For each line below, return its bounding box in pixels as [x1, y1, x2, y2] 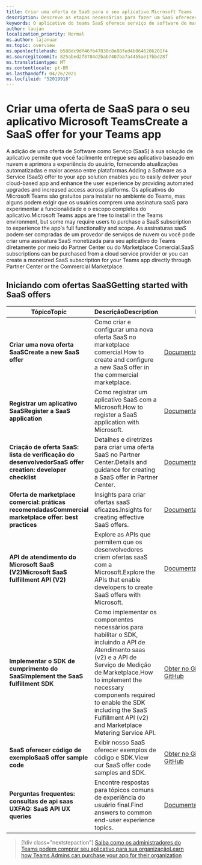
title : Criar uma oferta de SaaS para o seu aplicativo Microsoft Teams [6, 8, 192, 15]
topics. [94, 823, 114, 832]
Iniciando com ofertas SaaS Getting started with [6, 280, 188, 291]
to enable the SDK [94, 698, 145, 706]
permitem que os [94, 538, 142, 546]
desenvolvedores [94, 545, 143, 553]
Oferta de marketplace [9, 490, 76, 499]
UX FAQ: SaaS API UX [9, 804, 71, 813]
